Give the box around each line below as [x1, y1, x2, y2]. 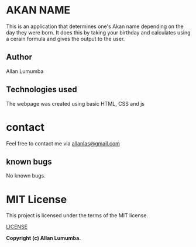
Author [6, 52, 32, 62]
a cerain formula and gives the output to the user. [6, 35, 125, 42]
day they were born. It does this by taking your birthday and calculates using [6, 29, 191, 36]
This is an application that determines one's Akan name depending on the [6, 23, 184, 30]
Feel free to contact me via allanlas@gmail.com [6, 140, 120, 147]
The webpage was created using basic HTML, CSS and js [6, 100, 145, 107]
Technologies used [6, 85, 77, 95]
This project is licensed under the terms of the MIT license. [6, 212, 148, 219]
